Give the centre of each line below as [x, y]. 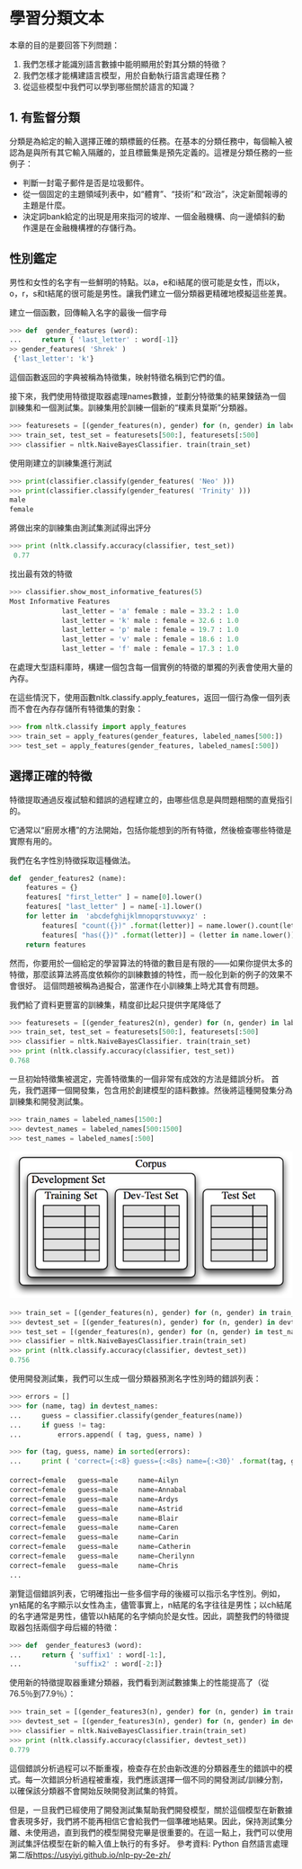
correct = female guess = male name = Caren [94, 1528]
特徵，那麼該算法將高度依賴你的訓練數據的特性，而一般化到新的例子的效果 [147, 974]
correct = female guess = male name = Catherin [100, 1547]
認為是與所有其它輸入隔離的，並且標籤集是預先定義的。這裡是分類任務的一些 [151, 152]
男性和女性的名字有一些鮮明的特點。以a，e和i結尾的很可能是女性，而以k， [147, 282]
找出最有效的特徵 [41, 574]
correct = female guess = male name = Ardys [94, 1499]
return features [56, 945]
